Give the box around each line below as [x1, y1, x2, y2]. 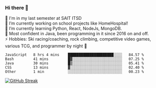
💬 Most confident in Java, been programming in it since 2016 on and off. [5, 31, 149, 37]
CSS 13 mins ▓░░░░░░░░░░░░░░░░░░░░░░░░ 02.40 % [5, 65, 144, 70]
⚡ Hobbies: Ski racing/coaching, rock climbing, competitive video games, [5, 36, 151, 42]
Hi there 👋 [5, 4, 29, 11]
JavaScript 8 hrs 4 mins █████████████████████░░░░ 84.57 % [5, 53, 144, 58]
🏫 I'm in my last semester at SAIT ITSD [5, 15, 82, 21]
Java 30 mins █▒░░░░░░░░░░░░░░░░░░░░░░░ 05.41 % [5, 61, 144, 66]
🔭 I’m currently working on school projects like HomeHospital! [5, 20, 128, 26]
